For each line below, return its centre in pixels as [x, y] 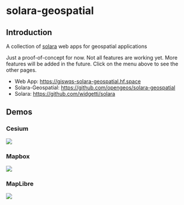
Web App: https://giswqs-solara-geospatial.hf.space [78, 81]
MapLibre [20, 183]
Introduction [29, 32]
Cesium [17, 128]
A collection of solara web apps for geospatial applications [77, 46]
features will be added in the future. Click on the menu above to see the [92, 64]
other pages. [21, 70]
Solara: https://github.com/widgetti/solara [65, 94]
